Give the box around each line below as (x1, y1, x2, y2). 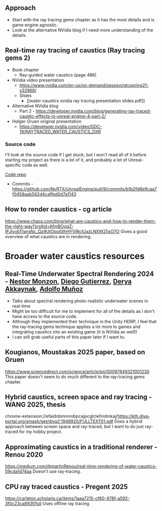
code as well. (22, 162, 49, 168)
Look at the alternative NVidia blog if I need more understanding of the (12, 27, 154, 33)
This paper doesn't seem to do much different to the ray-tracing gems (5, 374, 145, 379)
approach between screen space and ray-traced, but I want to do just (5, 424, 144, 429)
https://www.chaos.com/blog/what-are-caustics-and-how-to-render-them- (5, 218, 156, 224)
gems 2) (5, 54, 31, 62)
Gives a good (120, 228, 147, 234)
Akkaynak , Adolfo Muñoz (5, 285, 83, 293)
